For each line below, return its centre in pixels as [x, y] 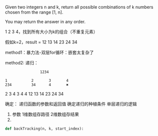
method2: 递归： [22, 63]
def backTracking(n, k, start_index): [44, 129]
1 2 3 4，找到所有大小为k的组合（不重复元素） [51, 32]
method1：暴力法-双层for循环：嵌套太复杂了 [49, 52]
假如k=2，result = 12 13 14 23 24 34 [41, 42]
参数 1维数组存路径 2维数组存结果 [45, 114]
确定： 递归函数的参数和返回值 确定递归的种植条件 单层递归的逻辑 [71, 104]
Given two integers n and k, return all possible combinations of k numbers [79, 7]
